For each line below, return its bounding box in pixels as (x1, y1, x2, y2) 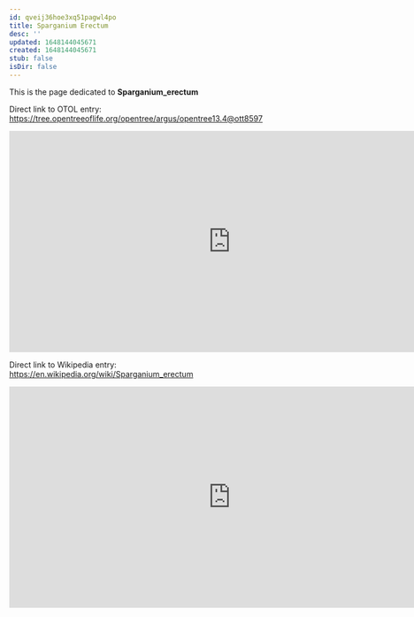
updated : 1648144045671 (9, 37, 97, 47)
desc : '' (9, 29, 42, 38)
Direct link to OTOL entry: (9, 104, 102, 114)
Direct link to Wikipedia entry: (9, 359, 117, 370)
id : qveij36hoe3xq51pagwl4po (9, 12, 117, 22)
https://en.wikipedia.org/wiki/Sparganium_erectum (9, 368, 194, 379)
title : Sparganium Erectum (9, 21, 109, 30)
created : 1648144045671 (9, 46, 97, 55)
